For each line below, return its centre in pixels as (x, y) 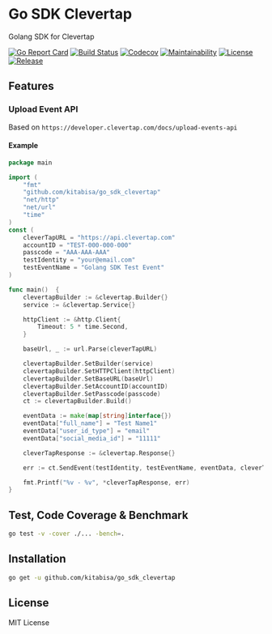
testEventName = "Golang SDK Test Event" (93, 268)
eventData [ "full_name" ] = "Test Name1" (90, 423)
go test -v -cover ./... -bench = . (67, 534)
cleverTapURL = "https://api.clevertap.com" (99, 237)
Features (31, 86)
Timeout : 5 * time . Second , (83, 327)
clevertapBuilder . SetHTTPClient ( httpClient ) (99, 371)
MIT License (29, 622)
